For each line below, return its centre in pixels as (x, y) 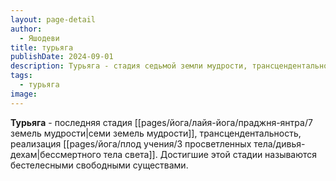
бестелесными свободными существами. (99, 165)
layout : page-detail (53, 19)
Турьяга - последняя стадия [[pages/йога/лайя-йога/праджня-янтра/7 (161, 122)
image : (24, 94)
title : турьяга (42, 47)
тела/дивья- (279, 143)
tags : (21, 76)
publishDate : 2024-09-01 (62, 57)
